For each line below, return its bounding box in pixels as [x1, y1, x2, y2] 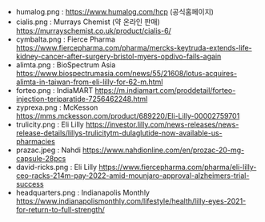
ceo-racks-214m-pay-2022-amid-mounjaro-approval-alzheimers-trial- [15, 171, 250, 180]
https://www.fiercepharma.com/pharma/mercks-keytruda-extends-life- [15, 43, 252, 52]
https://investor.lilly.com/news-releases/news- [85, 119, 239, 129]
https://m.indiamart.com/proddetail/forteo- [94, 86, 236, 95]
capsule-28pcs [15, 154, 66, 163]
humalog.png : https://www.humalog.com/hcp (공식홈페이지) [15, 7, 215, 16]
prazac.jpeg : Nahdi [15, 145, 82, 155]
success [15, 180, 44, 188]
